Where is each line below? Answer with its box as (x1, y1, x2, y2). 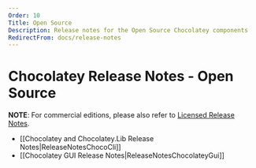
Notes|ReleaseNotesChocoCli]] (19, 143, 121, 152)
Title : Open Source (8, 19, 72, 27)
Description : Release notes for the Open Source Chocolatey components (8, 26, 248, 34)
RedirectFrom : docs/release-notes (8, 33, 122, 42)
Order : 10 (8, 11, 41, 20)
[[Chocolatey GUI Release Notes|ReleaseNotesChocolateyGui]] (19, 151, 224, 160)
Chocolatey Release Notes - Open (8, 68, 234, 85)
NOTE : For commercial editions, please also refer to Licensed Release (8, 110, 235, 120)
